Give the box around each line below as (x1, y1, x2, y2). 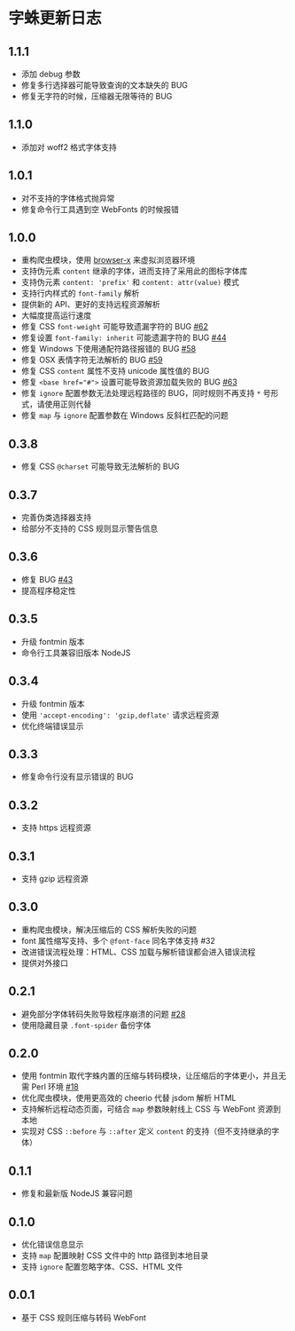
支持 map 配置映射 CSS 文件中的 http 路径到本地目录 (20, 1250, 209, 1261)
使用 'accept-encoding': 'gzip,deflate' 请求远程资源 (20, 709, 219, 720)
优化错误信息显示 (20, 1240, 84, 1249)
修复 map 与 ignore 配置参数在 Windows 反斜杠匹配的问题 (20, 410, 229, 421)
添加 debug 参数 (20, 68, 81, 79)
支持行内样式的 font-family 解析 (20, 288, 140, 298)
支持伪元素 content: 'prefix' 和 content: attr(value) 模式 (20, 277, 240, 288)
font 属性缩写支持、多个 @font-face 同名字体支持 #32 (20, 935, 216, 946)
